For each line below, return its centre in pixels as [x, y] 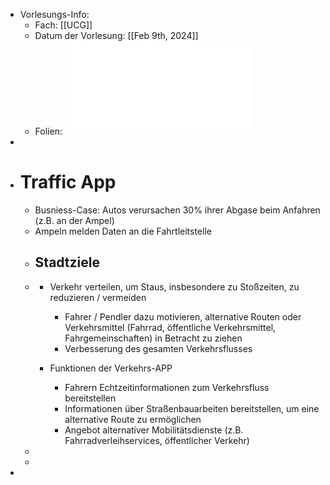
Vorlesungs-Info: [54, 14]
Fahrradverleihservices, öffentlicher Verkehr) [157, 440]
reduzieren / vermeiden [98, 297]
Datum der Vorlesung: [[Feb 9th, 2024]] [116, 35]
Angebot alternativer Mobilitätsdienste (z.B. [154, 430]
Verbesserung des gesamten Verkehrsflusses [158, 348]
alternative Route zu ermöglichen [133, 419]
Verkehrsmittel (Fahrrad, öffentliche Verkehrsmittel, [170, 327]
